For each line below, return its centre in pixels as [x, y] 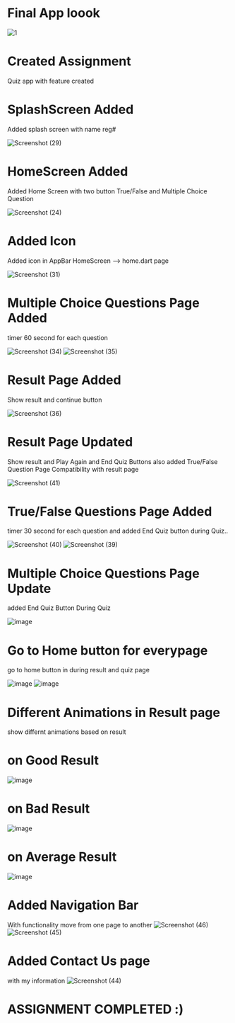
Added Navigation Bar [73, 905]
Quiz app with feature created [50, 81]
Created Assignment [70, 61]
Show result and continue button [55, 400]
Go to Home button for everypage [108, 650]
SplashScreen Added [71, 109]
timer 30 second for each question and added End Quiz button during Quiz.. [118, 531]
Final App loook [54, 13]
